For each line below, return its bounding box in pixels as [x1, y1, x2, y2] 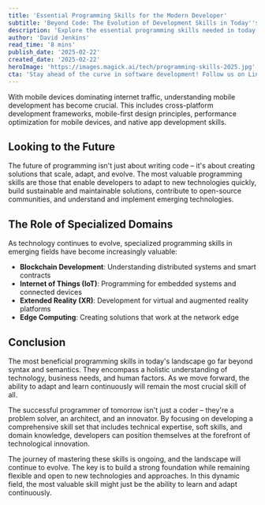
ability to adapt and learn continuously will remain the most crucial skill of [8, 382, 247, 391]
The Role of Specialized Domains [8, 217, 174, 231]
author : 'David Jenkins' [8, 33, 90, 42]
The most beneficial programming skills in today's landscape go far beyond [8, 356, 253, 366]
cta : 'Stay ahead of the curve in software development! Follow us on [8, 70, 245, 78]
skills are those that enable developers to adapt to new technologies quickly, [8, 178, 257, 187]
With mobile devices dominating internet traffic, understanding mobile [8, 92, 236, 101]
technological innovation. [8, 439, 91, 449]
